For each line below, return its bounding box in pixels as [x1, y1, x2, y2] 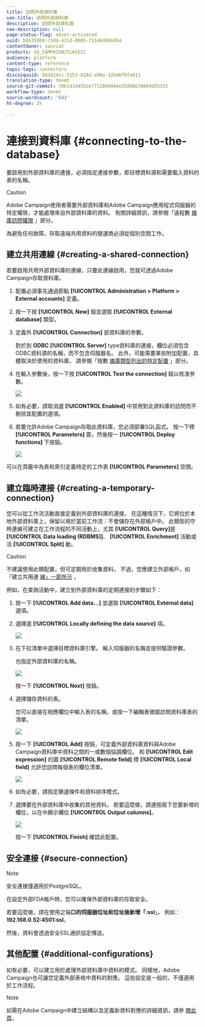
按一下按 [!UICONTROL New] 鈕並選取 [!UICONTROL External [15, 308, 173, 316]
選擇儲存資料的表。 [15, 695, 64, 703]
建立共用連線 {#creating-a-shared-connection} [6, 249, 190, 260]
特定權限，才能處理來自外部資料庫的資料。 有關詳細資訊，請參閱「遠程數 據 [6, 209, 197, 216]
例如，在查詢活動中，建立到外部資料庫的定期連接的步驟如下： [6, 586, 162, 594]
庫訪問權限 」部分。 [6, 216, 56, 224]
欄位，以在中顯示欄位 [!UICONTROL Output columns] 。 [15, 808, 157, 816]
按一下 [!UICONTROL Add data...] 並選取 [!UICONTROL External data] [15, 599, 194, 607]
